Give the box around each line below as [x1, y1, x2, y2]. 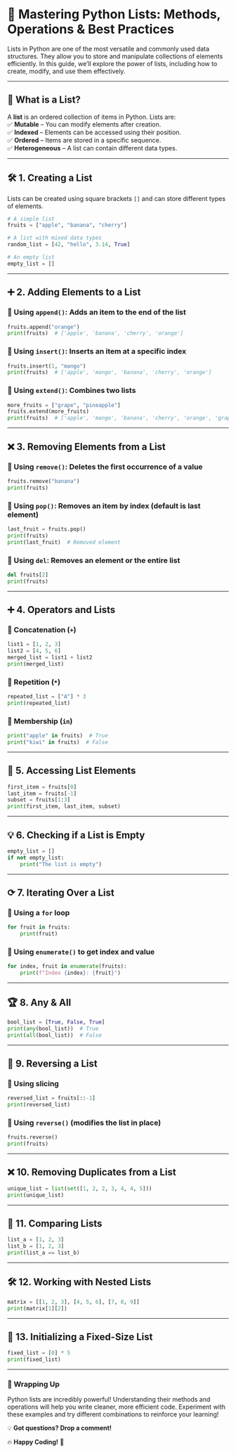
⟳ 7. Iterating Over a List [7, 887, 114, 899]
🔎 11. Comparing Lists [7, 1218, 103, 1229]
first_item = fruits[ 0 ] [7, 783, 77, 790]
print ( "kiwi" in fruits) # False [7, 739, 109, 746]
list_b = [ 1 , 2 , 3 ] [7, 1243, 65, 1250]
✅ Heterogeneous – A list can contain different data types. [7, 143, 178, 152]
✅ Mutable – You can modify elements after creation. [7, 120, 162, 129]
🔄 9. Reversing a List [7, 1057, 98, 1069]
